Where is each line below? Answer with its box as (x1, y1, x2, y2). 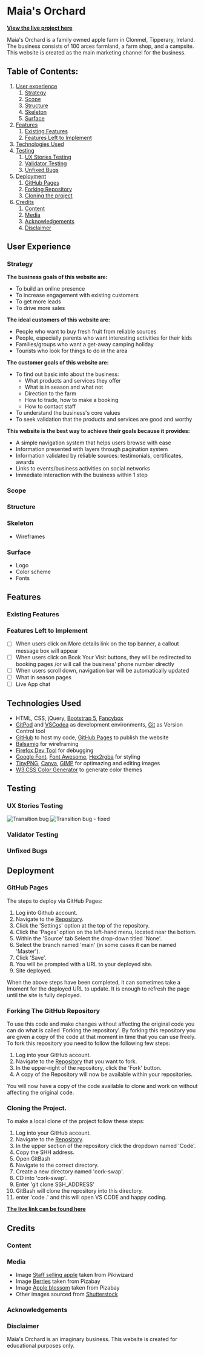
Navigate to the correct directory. (15, 1161, 99, 1169)
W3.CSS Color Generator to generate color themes (15, 766, 143, 773)
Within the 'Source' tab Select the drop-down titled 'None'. (15, 934, 162, 942)
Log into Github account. (15, 909, 77, 916)
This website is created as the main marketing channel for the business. (7, 48, 186, 56)
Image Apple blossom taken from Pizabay (15, 1284, 120, 1291)
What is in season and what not (24, 383, 104, 391)
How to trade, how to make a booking (24, 397, 119, 404)
